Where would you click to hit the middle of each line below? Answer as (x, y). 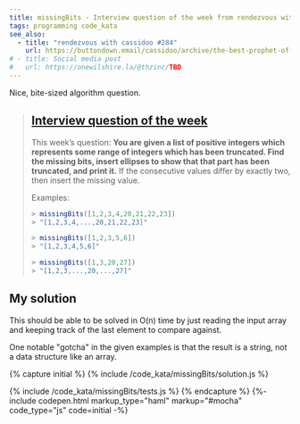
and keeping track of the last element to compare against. (116, 329)
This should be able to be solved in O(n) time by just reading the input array (148, 320)
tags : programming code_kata (63, 26)
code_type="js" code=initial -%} (69, 410)
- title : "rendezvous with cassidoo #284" (97, 42)
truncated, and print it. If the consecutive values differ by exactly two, (161, 170)
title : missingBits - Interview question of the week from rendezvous (143, 17)
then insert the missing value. (85, 180)
